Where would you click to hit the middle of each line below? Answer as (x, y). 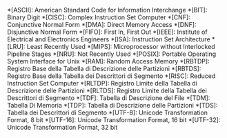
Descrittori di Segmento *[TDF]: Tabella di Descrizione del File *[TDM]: (109, 98)
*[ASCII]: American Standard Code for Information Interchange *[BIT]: (107, 10)
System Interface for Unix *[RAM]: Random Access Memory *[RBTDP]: (108, 61)
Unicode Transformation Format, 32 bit (62, 127)
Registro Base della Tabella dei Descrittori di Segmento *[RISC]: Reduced (111, 76)
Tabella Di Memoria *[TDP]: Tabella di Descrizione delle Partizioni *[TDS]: (112, 105)
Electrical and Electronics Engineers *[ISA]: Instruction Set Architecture (109, 39)
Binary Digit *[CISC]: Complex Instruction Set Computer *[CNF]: (99, 17)
